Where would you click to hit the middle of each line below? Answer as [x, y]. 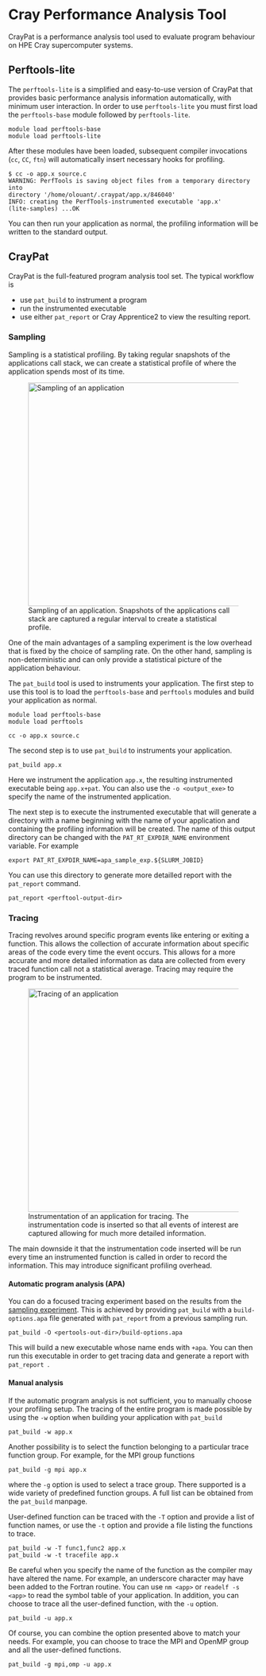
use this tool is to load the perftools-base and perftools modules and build [131, 691]
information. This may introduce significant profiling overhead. [110, 1266]
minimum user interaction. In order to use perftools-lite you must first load [133, 106]
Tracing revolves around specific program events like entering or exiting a [129, 935]
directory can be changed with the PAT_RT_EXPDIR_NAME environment [119, 837]
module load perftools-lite [55, 136]
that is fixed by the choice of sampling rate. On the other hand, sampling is [130, 651]
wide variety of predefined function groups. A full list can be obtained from [131, 1492]
